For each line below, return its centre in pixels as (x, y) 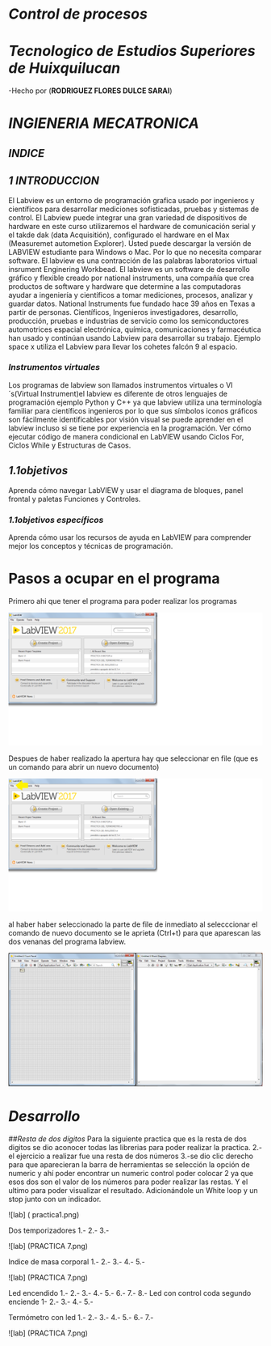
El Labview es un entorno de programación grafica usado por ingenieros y (131, 200)
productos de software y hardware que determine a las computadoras (125, 286)
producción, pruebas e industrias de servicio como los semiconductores (129, 321)
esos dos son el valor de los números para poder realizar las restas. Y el (128, 1182)
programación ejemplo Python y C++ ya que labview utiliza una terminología (135, 402)
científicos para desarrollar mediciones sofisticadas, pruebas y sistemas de (134, 209)
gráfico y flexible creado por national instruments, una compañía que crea (131, 278)
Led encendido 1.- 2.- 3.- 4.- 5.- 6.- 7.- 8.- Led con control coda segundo (130, 1293)
